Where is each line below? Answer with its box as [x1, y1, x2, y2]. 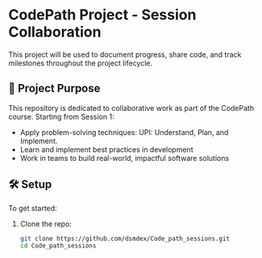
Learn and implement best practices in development [19, 144, 193, 154]
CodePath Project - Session [8, 6, 197, 24]
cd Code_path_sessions [19, 242, 97, 250]
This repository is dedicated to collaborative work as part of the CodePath [8, 103, 255, 112]
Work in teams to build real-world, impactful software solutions [19, 153, 230, 163]
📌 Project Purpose [8, 82, 101, 95]
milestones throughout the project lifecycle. [8, 58, 153, 68]
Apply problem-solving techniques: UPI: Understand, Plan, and [19, 127, 229, 137]
